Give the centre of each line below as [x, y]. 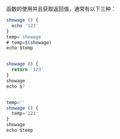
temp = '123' [25, 114]
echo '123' [25, 26]
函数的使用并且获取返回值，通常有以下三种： [61, 9]
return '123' [28, 70]
